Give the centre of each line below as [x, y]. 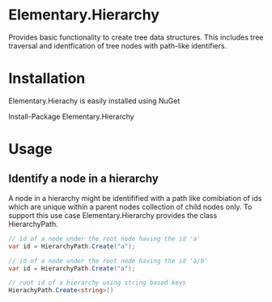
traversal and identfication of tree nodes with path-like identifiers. [118, 45]
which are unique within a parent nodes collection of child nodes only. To [130, 207]
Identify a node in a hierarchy [84, 179]
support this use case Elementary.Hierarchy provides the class [113, 215]
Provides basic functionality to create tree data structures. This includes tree [136, 37]
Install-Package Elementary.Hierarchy [72, 116]
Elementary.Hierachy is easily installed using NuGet [94, 101]
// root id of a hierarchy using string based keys [97, 283]
